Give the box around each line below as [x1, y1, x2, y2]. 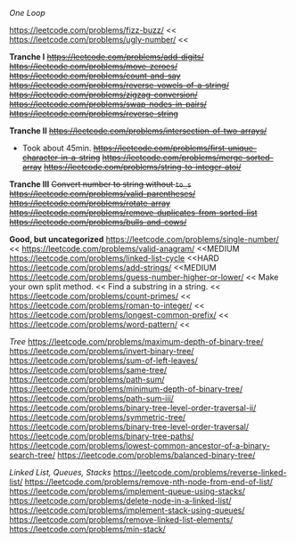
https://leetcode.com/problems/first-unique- [93, 142, 257, 153]
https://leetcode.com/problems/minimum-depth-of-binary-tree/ [9, 384, 243, 394]
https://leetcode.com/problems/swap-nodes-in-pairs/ [9, 99, 208, 109]
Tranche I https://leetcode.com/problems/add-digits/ [9, 52, 205, 61]
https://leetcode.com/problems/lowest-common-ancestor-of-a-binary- [9, 441, 270, 450]
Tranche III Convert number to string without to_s [9, 179, 192, 190]
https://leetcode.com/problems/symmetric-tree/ [9, 412, 186, 422]
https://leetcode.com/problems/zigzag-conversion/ [9, 89, 198, 100]
